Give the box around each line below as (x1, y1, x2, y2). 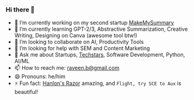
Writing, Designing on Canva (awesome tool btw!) (14, 32, 138, 39)
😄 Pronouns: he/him (14, 73, 65, 80)
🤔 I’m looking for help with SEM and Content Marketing (14, 45, 150, 52)
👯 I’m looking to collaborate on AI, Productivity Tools (14, 39, 144, 46)
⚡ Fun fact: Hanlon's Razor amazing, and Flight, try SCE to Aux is (14, 80, 181, 87)
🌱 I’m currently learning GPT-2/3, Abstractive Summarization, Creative (14, 25, 188, 33)
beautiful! (14, 89, 38, 96)
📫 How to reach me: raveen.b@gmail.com (14, 64, 120, 72)
